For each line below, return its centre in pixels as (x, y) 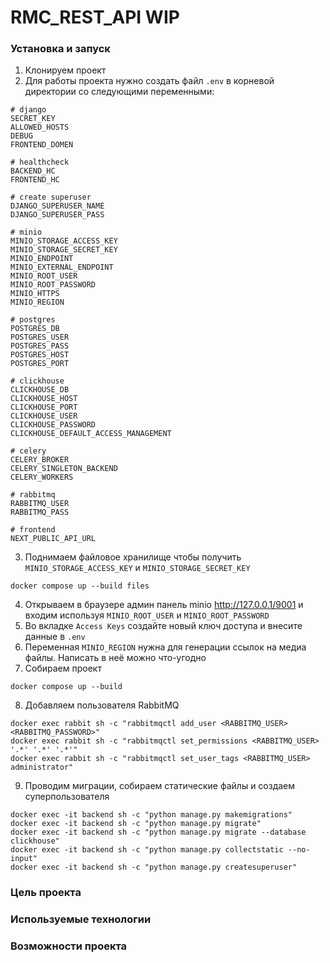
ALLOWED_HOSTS (40, 127)
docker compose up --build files (80, 586)
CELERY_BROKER (40, 460)
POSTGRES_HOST (40, 355)
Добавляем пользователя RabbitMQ (102, 705)
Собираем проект (63, 668)
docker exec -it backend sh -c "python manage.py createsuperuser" (154, 867)
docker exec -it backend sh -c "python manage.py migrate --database (158, 832)
